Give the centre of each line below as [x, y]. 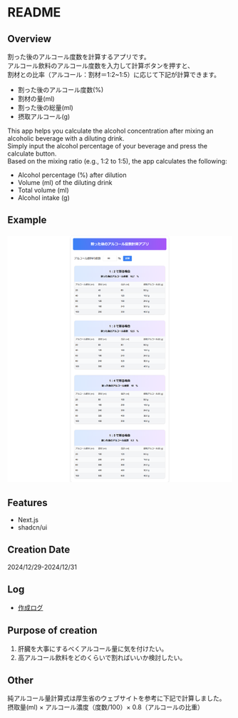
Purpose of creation [52, 631]
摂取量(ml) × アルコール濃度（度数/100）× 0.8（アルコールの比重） [106, 707]
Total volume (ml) [43, 190]
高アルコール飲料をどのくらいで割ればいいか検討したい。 [102, 657]
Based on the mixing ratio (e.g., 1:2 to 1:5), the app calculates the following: [117, 161]
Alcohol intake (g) [43, 198]
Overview [30, 39]
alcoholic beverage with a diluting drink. [66, 138]
